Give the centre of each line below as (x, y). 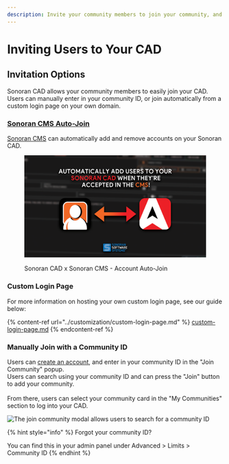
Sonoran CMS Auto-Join (49, 124)
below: (16, 308)
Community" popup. (36, 369)
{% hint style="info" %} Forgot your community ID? (80, 432)
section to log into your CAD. (48, 406)
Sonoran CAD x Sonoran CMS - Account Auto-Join (96, 268)
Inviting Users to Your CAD (85, 49)
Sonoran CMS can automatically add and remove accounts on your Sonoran (114, 138)
